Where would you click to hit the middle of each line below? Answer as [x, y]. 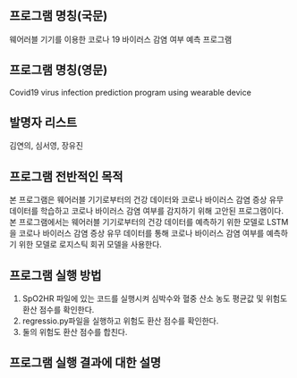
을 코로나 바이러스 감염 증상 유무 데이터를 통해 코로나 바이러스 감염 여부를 [137, 233]
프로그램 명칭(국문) [59, 16]
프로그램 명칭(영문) [59, 70]
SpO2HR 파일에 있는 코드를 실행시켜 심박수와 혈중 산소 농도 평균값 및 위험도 [155, 298]
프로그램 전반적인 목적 [66, 176]
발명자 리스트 [43, 123]
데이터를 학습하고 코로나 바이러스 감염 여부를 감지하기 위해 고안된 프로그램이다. [147, 211]
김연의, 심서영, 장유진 [46, 146]
